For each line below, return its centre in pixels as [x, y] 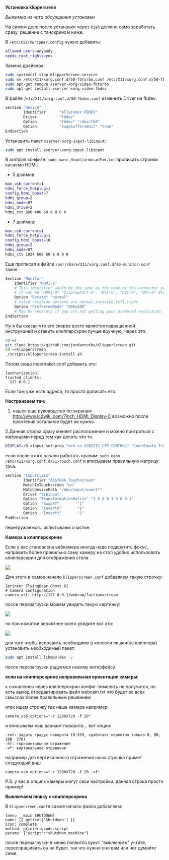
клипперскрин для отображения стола [47, 558]
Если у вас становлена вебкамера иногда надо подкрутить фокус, [77, 547]
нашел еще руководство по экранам [52, 411]
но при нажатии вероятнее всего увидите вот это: [59, 623]
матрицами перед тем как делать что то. [49, 437]
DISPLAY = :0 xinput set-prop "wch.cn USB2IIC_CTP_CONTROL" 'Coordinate [81, 446]
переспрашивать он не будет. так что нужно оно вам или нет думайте [81, 848]
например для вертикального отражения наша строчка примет [74, 757]
